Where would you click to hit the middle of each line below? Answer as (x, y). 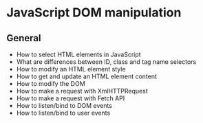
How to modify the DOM (51, 83)
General (24, 38)
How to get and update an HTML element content (87, 76)
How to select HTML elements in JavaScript (79, 54)
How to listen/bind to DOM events (64, 105)
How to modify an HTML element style (71, 69)
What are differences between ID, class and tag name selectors (106, 62)
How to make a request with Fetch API (71, 98)
